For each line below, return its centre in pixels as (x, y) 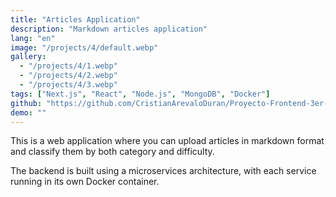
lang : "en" (33, 38)
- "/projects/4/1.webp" (68, 66)
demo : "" (28, 112)
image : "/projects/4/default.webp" (84, 47)
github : (26, 103)
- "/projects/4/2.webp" (68, 76)
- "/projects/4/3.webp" (68, 85)
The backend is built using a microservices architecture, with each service (163, 171)
